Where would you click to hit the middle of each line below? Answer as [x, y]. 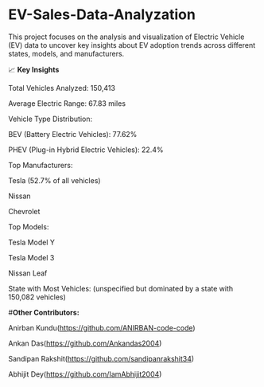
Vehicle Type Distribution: [50, 119]
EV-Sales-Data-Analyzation [102, 15]
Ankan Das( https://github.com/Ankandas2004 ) [85, 343]
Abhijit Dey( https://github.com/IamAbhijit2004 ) [85, 374]
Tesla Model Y [32, 242]
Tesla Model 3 [31, 257]
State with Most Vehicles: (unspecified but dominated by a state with [121, 288]
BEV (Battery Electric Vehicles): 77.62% [73, 134]
